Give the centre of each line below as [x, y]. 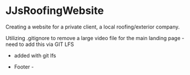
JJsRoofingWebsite [55, 11]
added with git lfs [35, 55]
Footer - [24, 67]
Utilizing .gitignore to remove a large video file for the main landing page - [95, 38]
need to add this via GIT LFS [40, 44]
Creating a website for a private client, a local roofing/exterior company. [93, 27]
